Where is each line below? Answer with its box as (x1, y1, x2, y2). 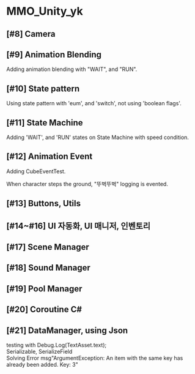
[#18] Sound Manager (6, 263, 90, 273)
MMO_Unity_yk (6, 4, 84, 18)
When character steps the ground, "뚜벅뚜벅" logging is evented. (6, 180, 168, 187)
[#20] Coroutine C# (6, 304, 83, 315)
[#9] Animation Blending (6, 49, 102, 59)
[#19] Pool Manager (6, 283, 83, 294)
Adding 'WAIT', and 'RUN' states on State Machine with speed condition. (6, 133, 189, 141)
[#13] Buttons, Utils (6, 198, 81, 209)
